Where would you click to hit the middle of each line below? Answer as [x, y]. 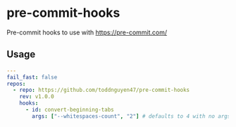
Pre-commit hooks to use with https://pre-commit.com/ [87, 32]
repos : [16, 83]
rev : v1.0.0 [37, 97]
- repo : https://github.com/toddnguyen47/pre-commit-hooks [101, 90]
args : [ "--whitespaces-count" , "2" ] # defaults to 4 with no [124, 116]
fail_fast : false [32, 77]
